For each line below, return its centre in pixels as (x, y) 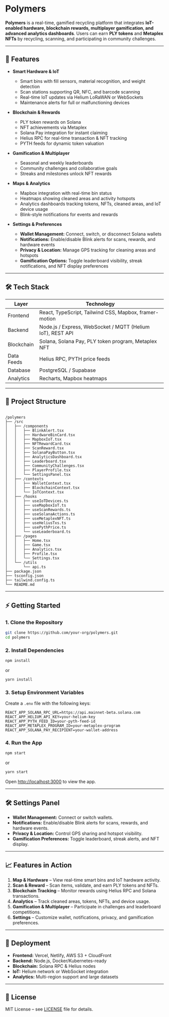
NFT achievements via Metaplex (53, 127)
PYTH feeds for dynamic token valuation (62, 143)
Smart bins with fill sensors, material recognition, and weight (83, 81)
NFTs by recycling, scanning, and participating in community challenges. (81, 39)
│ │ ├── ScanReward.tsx (35, 448)
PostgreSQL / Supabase (68, 370)
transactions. (26, 896)
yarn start (17, 772)
